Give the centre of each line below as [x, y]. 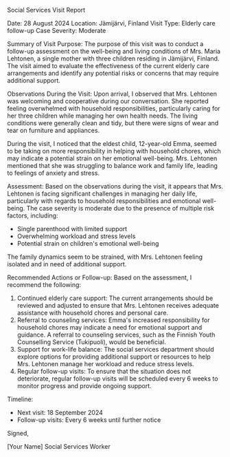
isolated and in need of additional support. [67, 264]
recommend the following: [44, 285]
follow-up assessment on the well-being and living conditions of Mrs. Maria [114, 51]
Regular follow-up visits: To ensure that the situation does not [104, 371]
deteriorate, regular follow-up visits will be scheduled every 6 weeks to [117, 379]
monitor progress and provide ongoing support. [84, 386]
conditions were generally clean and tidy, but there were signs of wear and [113, 123]
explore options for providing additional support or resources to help [114, 357]
